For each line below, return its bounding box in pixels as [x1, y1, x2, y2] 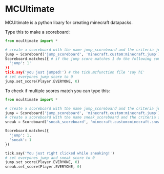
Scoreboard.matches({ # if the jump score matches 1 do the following [5, 56, 152, 61]
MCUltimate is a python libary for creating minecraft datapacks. [5, 19, 133, 25]
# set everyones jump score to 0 [5, 75, 73, 79]
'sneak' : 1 [9, 137, 32, 142]
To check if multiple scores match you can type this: [5, 88, 110, 94]
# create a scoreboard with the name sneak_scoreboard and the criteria [5, 115, 156, 120]
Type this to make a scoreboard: [5, 29, 70, 35]
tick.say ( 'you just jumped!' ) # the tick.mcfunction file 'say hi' [5, 70, 145, 75]
